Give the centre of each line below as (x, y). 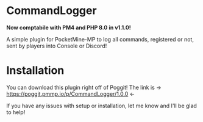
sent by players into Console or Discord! (57, 46)
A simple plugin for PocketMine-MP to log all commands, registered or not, (100, 39)
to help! (16, 112)
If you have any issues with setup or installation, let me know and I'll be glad (101, 106)
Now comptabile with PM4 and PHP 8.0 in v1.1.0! (69, 27)
